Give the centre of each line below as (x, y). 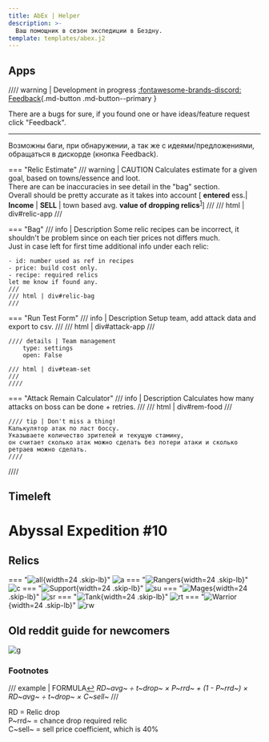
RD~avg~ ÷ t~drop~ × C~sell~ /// (64, 697)
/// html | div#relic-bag (51, 296)
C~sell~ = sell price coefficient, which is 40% (83, 729)
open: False (42, 355)
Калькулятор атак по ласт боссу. (64, 428)
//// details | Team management (62, 341)
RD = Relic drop (34, 712)
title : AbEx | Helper (44, 16)
